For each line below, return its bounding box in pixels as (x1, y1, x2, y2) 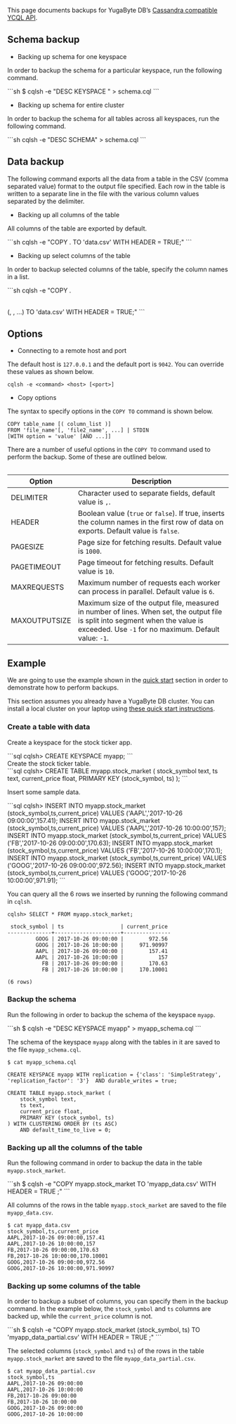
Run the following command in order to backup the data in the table (7, 1159, 202, 1167)
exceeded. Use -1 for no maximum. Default (78, 625, 220, 635)
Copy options (17, 394, 57, 402)
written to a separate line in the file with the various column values (7, 189, 199, 198)
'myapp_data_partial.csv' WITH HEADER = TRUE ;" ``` (7, 1333, 162, 1342)
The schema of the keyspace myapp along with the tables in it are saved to (7, 1037, 221, 1046)
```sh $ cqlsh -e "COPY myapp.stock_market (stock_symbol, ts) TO (7, 1326, 200, 1334)
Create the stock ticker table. (7, 759, 91, 768)
